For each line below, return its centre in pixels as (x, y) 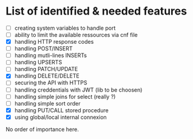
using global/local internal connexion (60, 117)
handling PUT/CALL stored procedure (61, 110)
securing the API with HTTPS (51, 83)
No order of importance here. (42, 129)
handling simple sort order (47, 103)
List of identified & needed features (96, 11)
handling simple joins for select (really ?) (65, 97)
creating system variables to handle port (65, 28)
